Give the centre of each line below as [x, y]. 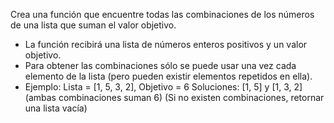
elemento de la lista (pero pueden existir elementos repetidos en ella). [168, 76]
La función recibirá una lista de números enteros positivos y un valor [166, 44]
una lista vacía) [56, 108]
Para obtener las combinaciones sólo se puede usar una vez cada [160, 65]
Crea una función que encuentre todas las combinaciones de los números [162, 14]
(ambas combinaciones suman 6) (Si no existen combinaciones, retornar [174, 97]
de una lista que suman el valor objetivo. [93, 25]
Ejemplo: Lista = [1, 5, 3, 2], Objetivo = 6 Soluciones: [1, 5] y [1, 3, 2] [163, 87]
